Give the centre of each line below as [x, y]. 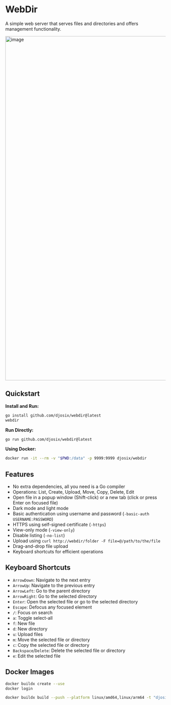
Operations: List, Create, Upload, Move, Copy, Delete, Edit [73, 492]
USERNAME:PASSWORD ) [33, 519]
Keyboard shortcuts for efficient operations [58, 552]
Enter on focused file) [35, 503]
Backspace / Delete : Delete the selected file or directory [69, 650]
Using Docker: [21, 449]
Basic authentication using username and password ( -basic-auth [81, 514]
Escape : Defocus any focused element [52, 607]
